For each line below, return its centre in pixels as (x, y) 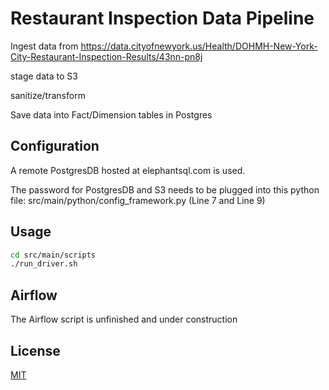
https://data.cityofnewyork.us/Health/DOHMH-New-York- (199, 46)
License (35, 350)
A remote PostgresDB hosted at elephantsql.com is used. (128, 170)
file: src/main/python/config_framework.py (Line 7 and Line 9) (138, 200)
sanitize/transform (48, 95)
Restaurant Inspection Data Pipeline (162, 18)
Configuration (55, 146)
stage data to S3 (44, 76)
